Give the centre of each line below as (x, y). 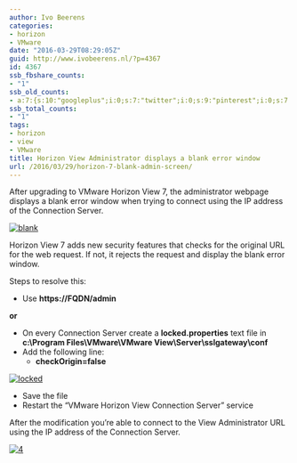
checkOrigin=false (71, 361)
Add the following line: (63, 352)
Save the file (45, 396)
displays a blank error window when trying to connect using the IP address (146, 201)
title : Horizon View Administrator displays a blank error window (135, 158)
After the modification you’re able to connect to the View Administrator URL (148, 423)
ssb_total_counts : (43, 109)
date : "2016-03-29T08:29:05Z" (65, 51)
